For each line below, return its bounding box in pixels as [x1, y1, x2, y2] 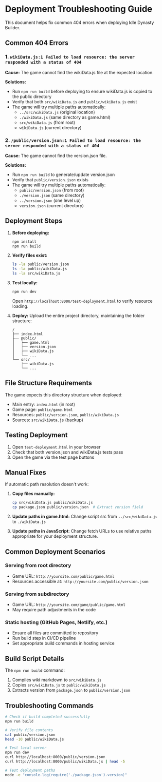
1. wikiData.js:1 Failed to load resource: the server [5, 54, 135, 60]
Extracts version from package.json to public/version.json [12, 687, 130, 693]
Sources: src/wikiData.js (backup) [12, 417, 84, 423]
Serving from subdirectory [5, 590, 70, 597]
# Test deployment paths [5, 768, 55, 773]
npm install [12, 239, 36, 244]
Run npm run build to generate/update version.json [12, 172, 115, 177]
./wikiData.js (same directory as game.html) [19, 114, 111, 120]
